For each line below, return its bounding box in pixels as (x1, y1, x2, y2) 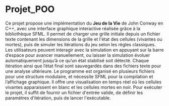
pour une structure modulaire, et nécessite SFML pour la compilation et (5, 73, 153, 79)
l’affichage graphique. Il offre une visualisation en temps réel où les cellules (5, 79, 162, 85)
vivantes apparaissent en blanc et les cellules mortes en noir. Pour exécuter (5, 84, 162, 90)
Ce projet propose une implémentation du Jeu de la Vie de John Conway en (5, 20, 163, 26)
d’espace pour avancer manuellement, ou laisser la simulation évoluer (5, 52, 150, 58)
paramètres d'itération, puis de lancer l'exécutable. (5, 94, 111, 101)
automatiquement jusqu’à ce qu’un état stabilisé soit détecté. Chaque (5, 57, 149, 63)
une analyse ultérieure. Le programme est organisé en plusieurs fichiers (5, 68, 155, 74)
